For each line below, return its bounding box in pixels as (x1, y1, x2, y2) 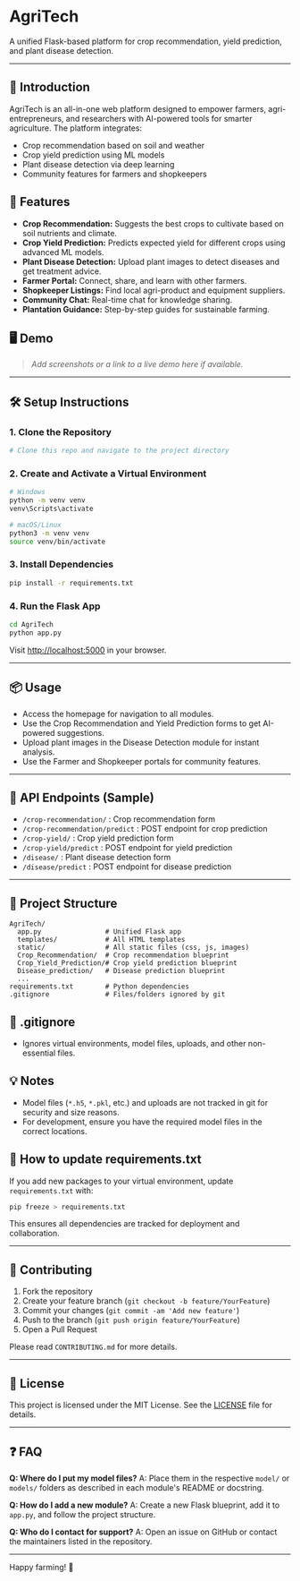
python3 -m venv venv (9, 528, 90, 538)
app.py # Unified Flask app (17, 927, 181, 936)
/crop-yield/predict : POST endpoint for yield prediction (21, 842, 233, 853)
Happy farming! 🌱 (9, 1561, 74, 1572)
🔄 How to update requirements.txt (9, 1152, 202, 1167)
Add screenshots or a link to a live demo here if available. (30, 359, 244, 370)
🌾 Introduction (9, 80, 91, 95)
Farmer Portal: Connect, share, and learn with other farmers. (21, 275, 247, 286)
